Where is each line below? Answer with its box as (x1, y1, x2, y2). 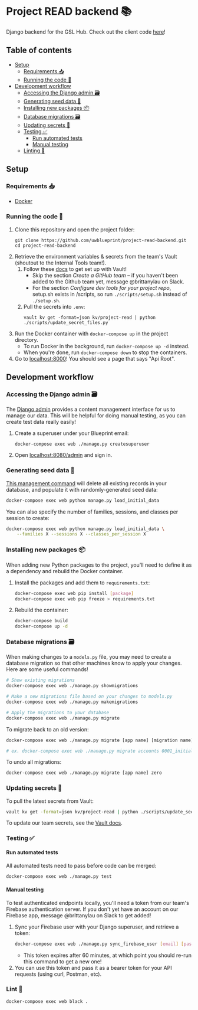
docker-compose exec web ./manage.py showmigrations (6, 683, 138, 689)
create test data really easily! (6, 419, 77, 426)
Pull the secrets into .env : (23, 303, 85, 310)
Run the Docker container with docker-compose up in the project (14, 330, 169, 337)
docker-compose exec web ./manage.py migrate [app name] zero (6, 770, 162, 776)
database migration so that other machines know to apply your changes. (6, 659, 182, 667)
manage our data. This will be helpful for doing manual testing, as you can (6, 412, 186, 419)
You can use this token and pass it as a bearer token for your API (14, 964, 172, 971)
